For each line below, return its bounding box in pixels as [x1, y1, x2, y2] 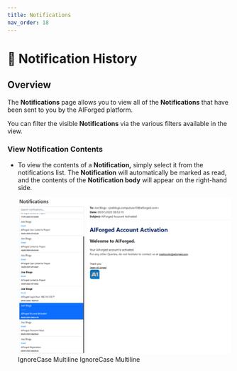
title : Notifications [7, 11, 72, 19]
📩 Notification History [7, 51, 138, 67]
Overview [7, 79, 52, 91]
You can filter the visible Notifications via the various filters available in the [7, 119, 227, 127]
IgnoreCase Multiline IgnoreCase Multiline [17, 355, 140, 363]
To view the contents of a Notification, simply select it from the [17, 160, 204, 169]
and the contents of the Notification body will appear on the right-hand [17, 175, 227, 184]
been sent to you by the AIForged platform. [7, 105, 133, 114]
